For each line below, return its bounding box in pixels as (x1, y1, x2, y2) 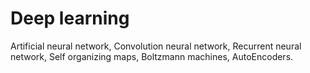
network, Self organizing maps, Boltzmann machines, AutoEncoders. (10, 50, 294, 62)
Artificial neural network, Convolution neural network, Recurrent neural (10, 40, 302, 52)
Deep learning (10, 7, 130, 30)
